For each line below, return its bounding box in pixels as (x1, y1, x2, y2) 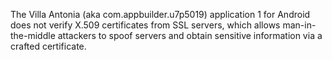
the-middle (10, 30, 56, 41)
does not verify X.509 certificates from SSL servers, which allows (10, 19, 281, 31)
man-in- (282, 19, 317, 31)
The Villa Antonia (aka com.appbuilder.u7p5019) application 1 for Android (10, 9, 311, 20)
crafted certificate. (10, 40, 87, 52)
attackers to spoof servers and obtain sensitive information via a (57, 30, 323, 41)
